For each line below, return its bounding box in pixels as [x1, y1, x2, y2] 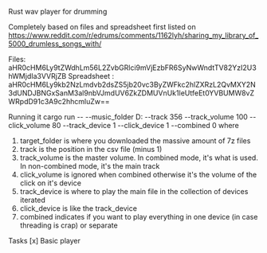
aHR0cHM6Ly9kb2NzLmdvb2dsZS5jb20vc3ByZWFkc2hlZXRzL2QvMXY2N [8, 80, 257, 89]
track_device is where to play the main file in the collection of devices [19, 187, 249, 196]
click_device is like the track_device [19, 204, 138, 213]
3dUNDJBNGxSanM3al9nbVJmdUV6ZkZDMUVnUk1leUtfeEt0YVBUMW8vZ [8, 88, 255, 98]
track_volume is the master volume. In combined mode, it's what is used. [19, 153, 259, 162]
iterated [19, 195, 46, 204]
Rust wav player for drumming [8, 7, 108, 16]
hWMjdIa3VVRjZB [8, 72, 67, 80]
